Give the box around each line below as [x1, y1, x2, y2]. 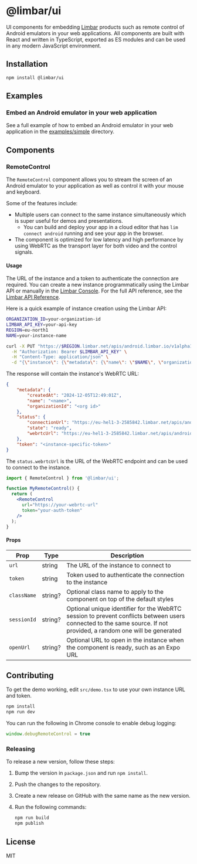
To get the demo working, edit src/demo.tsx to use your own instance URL [6, 686, 186, 693]
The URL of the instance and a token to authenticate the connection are [6, 275, 179, 282]
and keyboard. [6, 189, 41, 195]
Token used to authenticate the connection [66, 570, 185, 579]
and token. [6, 692, 32, 699]
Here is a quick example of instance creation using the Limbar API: [6, 305, 167, 312]
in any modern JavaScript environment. [6, 42, 101, 49]
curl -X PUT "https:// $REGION [6, 343, 80, 349]
